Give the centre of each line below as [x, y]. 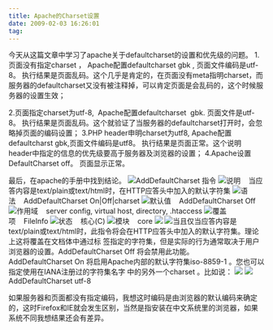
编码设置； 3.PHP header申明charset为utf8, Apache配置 [138, 133]
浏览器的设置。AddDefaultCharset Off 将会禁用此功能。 [101, 251]
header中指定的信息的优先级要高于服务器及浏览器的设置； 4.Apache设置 [130, 153]
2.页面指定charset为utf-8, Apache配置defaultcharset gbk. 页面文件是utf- [132, 113]
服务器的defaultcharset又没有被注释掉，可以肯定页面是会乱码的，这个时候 [132, 85]
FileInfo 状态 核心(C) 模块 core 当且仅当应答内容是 [130, 221]
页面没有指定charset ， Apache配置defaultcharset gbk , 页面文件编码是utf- [133, 65]
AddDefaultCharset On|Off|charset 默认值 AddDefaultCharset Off [139, 201]
